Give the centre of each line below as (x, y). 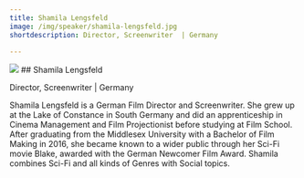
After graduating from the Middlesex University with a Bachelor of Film (142, 134)
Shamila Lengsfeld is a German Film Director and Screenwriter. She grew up (152, 105)
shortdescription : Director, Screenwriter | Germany (114, 35)
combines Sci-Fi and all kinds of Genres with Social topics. (120, 163)
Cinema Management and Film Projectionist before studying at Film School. (151, 125)
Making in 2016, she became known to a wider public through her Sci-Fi (145, 144)
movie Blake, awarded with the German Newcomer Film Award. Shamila (144, 154)
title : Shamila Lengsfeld (58, 18)
